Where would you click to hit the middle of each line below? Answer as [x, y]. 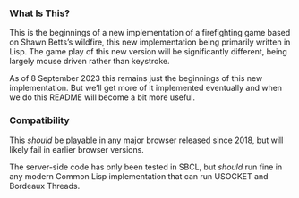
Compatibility [39, 120]
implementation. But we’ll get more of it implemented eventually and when [146, 88]
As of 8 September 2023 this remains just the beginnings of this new [136, 78]
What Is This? [40, 13]
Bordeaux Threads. [45, 186]
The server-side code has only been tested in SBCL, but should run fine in [146, 167]
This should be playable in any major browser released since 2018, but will [146, 140]
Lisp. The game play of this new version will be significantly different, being [149, 52]
